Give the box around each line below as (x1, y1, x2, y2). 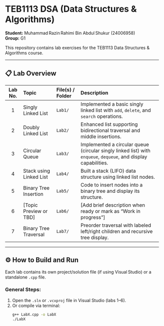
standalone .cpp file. (5, 274, 46, 280)
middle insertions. (80, 133, 122, 140)
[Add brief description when (80, 202, 145, 209)
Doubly (23, 124, 40, 131)
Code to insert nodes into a (80, 181, 143, 188)
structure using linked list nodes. (80, 173, 155, 180)
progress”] (80, 214, 105, 221)
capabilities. (80, 159, 108, 166)
